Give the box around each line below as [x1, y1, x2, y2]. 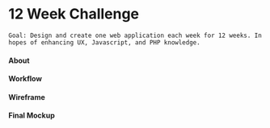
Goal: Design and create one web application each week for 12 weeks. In [8, 31, 263, 39]
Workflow [8, 74, 43, 84]
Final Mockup [8, 110, 55, 121]
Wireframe [8, 92, 46, 101]
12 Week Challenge [8, 5, 140, 23]
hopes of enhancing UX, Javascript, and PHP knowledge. [8, 38, 200, 47]
